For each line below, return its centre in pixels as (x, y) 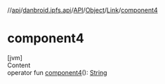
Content (19, 65)
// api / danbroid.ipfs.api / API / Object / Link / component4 (82, 10)
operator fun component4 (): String (57, 72)
